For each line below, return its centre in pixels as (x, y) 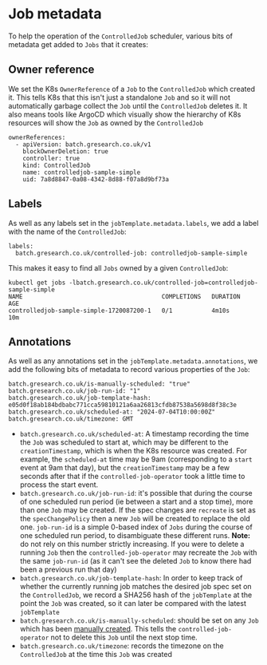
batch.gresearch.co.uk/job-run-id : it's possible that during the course (136, 493)
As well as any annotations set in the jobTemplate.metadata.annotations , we (133, 361)
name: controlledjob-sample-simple (82, 172)
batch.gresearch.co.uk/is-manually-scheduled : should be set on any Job (139, 620)
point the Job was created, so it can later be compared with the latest (133, 604)
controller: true (51, 158)
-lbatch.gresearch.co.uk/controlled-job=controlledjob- (164, 283)
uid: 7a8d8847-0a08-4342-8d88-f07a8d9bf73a (96, 179)
